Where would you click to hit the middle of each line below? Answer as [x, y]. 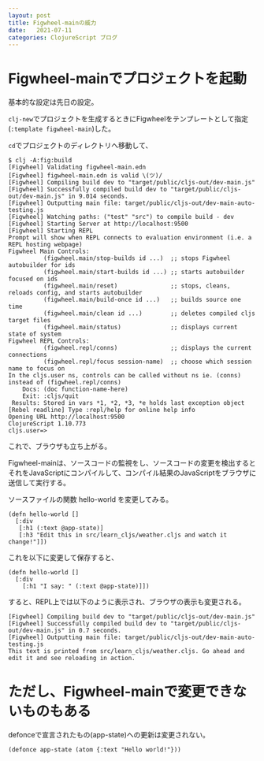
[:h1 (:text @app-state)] [61, 529]
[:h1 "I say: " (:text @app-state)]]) [86, 587]
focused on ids [33, 279]
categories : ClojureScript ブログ [63, 37]
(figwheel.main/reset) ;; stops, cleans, [137, 286]
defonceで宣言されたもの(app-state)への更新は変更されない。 [109, 735]
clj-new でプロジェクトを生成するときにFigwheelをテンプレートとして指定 [128, 119]
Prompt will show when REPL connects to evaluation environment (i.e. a [130, 238]
